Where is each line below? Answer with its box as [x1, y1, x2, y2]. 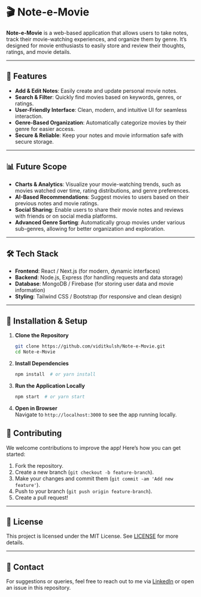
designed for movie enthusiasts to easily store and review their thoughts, [6, 42, 185, 49]
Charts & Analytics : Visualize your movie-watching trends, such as [14, 181, 181, 188]
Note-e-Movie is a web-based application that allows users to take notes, [6, 29, 188, 36]
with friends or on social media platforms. [14, 212, 118, 220]
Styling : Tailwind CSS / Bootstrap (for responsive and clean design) [14, 293, 182, 300]
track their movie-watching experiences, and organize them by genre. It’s [6, 35, 187, 42]
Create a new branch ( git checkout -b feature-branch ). [14, 468, 154, 476]
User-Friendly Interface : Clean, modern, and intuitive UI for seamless [14, 106, 187, 113]
